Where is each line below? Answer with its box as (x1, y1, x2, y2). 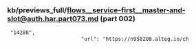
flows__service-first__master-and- (66, 5, 186, 15)
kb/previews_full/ (7, 5, 67, 15)
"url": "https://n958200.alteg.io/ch (80, 36, 189, 43)
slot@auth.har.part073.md (7, 14, 99, 23)
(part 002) (100, 14, 135, 23)
